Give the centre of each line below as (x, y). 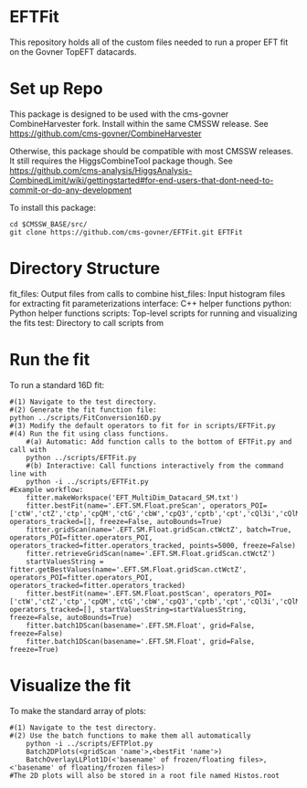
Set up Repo (56, 89)
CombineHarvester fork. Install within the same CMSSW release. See (139, 123)
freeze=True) (34, 649)
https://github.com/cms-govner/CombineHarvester (106, 133)
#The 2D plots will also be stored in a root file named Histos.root (145, 775)
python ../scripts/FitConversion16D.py (85, 417)
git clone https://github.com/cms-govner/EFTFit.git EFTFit (127, 232)
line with (28, 473)
